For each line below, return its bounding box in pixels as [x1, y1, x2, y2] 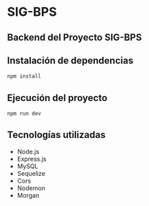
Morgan [16, 191, 40, 199]
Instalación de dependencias [7, 54, 134, 66]
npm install [7, 73, 41, 80]
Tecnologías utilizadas [7, 129, 106, 141]
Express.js [16, 154, 47, 163]
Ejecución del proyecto [7, 92, 108, 104]
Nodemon [16, 183, 46, 192]
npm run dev [7, 111, 41, 117]
